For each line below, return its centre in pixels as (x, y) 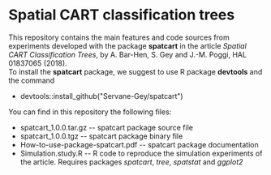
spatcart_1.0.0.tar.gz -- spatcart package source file (106, 127)
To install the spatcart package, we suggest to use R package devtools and (135, 71)
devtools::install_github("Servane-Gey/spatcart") (102, 96)
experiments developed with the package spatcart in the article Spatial (128, 45)
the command (32, 80)
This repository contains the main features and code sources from (119, 37)
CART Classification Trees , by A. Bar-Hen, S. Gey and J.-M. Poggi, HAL (128, 54)
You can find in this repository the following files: (90, 112)
